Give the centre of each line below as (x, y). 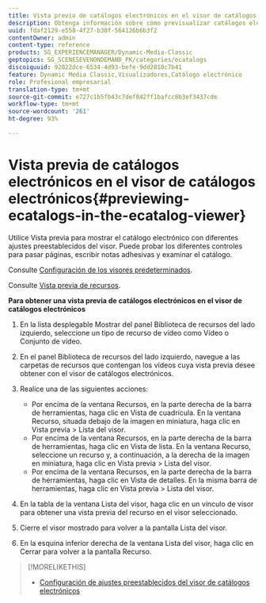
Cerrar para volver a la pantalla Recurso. (85, 551)
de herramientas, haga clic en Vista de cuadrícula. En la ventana (136, 413)
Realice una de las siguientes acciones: (84, 389)
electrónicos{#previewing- (99, 199)
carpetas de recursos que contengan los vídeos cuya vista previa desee (137, 365)
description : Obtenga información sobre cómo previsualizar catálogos (127, 23)
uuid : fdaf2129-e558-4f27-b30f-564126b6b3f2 (83, 30)
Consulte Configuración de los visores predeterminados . (101, 270)
